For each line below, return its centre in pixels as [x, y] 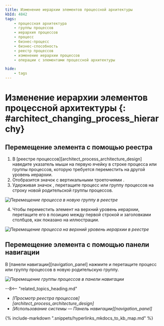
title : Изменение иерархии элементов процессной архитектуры [69, 10]
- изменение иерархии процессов [47, 55]
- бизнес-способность [36, 46]
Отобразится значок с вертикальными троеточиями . [68, 180]
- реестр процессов [34, 51]
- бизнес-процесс [32, 42]
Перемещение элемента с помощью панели [77, 245]
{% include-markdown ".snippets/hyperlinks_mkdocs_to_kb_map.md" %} [79, 318]
